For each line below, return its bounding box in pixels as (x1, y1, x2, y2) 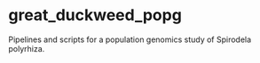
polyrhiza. (8, 43, 45, 53)
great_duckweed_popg (8, 5, 183, 25)
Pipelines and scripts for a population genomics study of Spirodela (8, 34, 252, 45)
